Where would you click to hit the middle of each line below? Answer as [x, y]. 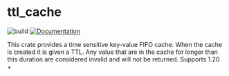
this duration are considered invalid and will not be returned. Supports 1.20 [113, 59]
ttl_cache [35, 12]
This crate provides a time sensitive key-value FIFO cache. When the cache [115, 44]
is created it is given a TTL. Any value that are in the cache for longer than [112, 52]
